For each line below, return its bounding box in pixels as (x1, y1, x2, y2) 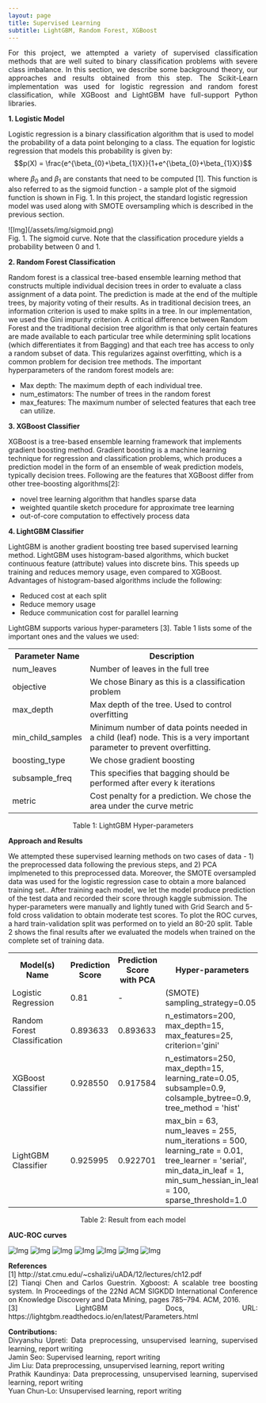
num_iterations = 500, (165, 1136, 248, 1147)
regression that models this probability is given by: (8, 146, 173, 156)
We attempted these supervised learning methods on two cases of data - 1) (8, 851, 255, 861)
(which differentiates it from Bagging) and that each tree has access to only (8, 340, 255, 350)
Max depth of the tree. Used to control (89, 699, 232, 710)
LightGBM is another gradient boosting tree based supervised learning (8, 542, 238, 552)
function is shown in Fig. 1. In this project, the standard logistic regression (8, 193, 248, 202)
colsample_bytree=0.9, (165, 1093, 252, 1104)
